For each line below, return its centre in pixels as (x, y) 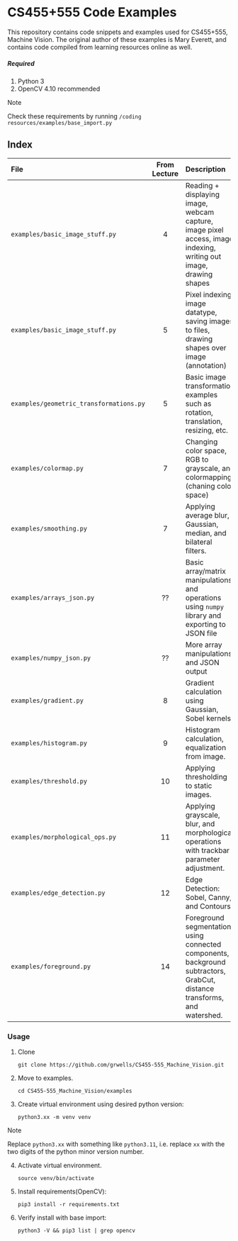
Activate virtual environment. (59, 1165)
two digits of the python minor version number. (76, 1152)
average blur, (207, 515)
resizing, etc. (207, 430)
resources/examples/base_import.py (60, 123)
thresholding (206, 777)
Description (205, 169)
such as (198, 404)
